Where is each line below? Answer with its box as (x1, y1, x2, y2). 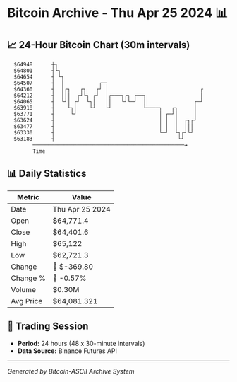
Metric (17, 192, 40, 202)
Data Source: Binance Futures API (17, 347, 118, 355)
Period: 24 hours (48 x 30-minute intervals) (17, 339, 145, 347)
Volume (11, 284, 37, 294)
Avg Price (11, 296, 43, 306)
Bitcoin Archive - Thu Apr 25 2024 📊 (7, 5, 228, 21)
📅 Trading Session (7, 320, 89, 332)
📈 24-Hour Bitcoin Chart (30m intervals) (7, 39, 190, 51)
